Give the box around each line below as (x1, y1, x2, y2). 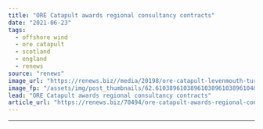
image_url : (8, 77, 44, 84)
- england (15, 56, 47, 63)
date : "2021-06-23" (8, 19, 72, 27)
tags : (8, 26, 26, 34)
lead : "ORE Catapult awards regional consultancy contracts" (8, 91, 212, 99)
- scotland (15, 48, 51, 56)
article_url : (8, 99, 51, 106)
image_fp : (8, 84, 41, 92)
